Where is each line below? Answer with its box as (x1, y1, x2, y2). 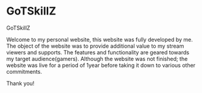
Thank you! (6, 80, 35, 87)
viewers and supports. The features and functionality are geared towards (6, 48, 190, 56)
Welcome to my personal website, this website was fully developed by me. (6, 36, 193, 43)
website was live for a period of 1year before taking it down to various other (6, 62, 196, 69)
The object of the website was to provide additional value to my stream (6, 42, 184, 50)
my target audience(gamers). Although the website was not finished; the (6, 55, 188, 62)
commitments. (6, 68, 43, 75)
